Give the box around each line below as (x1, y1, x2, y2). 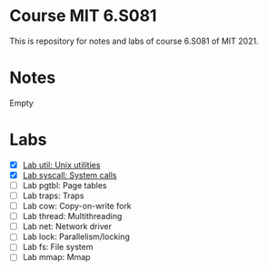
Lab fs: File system (22, 242, 94, 253)
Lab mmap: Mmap (22, 252, 91, 263)
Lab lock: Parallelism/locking (22, 231, 130, 242)
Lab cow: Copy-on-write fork (22, 201, 132, 212)
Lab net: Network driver (22, 221, 112, 232)
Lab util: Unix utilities (22, 159, 101, 170)
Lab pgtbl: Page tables (22, 179, 107, 191)
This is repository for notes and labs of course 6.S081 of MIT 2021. (9, 35, 259, 46)
